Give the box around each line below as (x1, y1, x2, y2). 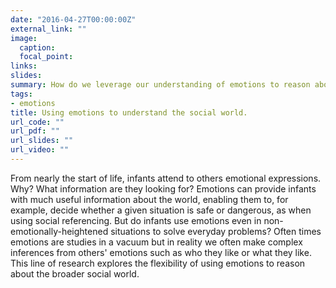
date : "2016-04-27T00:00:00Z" (10, 14, 137, 25)
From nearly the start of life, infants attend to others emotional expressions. (10, 172, 322, 184)
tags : (10, 89, 33, 99)
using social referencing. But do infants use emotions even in (10, 214, 262, 226)
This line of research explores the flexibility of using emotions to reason (10, 257, 306, 269)
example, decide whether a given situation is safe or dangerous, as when (10, 204, 312, 216)
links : (10, 61, 38, 71)
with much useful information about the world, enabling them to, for (10, 193, 289, 205)
